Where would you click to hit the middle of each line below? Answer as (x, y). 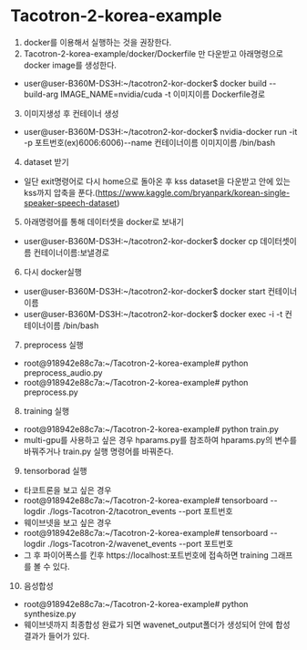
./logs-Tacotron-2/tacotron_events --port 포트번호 (140, 511)
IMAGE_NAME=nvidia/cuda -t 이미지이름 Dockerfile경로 (163, 94)
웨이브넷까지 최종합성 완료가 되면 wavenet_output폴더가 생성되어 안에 (148, 624)
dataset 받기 (46, 161)
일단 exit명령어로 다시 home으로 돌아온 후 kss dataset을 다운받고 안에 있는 (157, 181)
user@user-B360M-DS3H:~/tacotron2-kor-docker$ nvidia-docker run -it (160, 131)
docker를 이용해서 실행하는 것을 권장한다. (97, 42)
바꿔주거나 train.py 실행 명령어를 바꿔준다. (98, 451)
